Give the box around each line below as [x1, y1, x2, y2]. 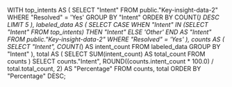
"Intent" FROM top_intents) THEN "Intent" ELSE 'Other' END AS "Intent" [7, 28, 212, 36]
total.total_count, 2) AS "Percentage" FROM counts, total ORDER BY [7, 65, 201, 72]
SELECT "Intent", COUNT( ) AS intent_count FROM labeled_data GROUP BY [7, 43, 221, 50]
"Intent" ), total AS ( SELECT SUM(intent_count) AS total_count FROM [7, 50, 206, 58]
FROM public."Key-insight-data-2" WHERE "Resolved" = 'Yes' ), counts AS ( [7, 35, 225, 43]
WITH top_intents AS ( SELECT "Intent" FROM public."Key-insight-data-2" [7, 6, 219, 14]
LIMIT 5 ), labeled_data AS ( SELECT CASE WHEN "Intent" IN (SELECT [7, 21, 208, 28]
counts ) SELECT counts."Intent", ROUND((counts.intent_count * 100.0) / [7, 57, 214, 65]
